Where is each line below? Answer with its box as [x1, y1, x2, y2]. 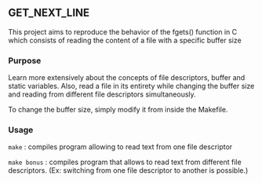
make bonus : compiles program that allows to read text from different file [8, 157, 242, 167]
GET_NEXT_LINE [8, 6, 90, 20]
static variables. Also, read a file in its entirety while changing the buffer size [8, 82, 255, 91]
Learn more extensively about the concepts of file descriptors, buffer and [8, 73, 246, 82]
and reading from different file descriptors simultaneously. [8, 90, 196, 99]
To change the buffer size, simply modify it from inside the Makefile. [8, 105, 228, 115]
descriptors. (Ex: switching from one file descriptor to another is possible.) [8, 166, 249, 175]
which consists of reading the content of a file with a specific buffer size [8, 35, 242, 45]
